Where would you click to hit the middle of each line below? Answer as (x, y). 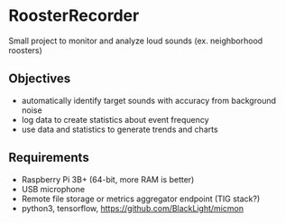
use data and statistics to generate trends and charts (120, 129)
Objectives (40, 79)
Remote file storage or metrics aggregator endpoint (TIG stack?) (141, 199)
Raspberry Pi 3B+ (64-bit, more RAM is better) (108, 179)
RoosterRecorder (74, 16)
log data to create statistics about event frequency (115, 119)
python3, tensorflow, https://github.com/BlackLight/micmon (133, 208)
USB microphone (53, 189)
